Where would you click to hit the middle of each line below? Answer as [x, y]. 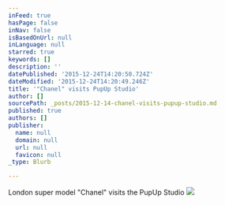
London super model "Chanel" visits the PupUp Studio [96, 192]
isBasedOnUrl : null [40, 37]
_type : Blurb [30, 162]
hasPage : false [33, 23]
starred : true [32, 52]
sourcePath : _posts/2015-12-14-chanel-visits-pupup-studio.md [112, 103]
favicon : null [38, 155]
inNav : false [30, 30]
